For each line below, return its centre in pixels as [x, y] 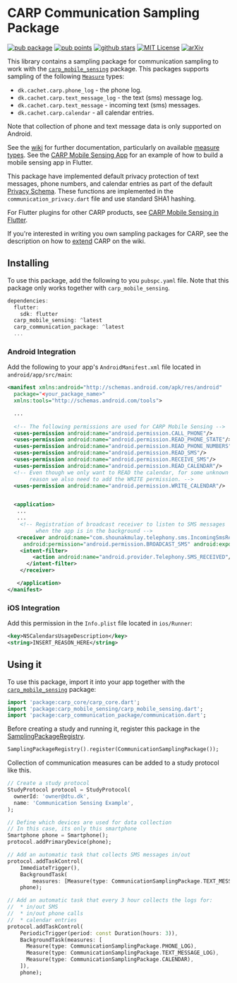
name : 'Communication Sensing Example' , [74, 803]
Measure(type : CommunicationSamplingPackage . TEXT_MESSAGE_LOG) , [122, 953]
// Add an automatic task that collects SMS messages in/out [99, 855]
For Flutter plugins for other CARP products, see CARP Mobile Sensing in [113, 212]
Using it [25, 665]
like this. [19, 770]
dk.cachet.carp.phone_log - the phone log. [80, 90]
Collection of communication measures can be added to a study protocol [114, 763]
